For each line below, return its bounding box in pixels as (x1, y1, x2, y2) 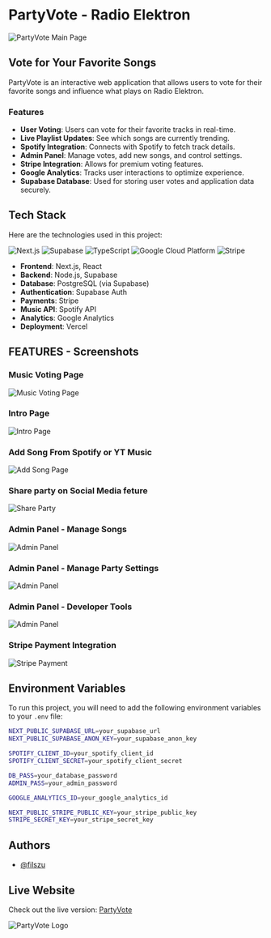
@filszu (19, 860, 46, 870)
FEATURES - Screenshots (8, 345, 139, 359)
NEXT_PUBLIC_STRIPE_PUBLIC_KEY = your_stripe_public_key (8, 808, 197, 816)
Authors (8, 838, 51, 852)
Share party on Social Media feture (8, 485, 148, 497)
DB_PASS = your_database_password (8, 771, 117, 779)
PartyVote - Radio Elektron (8, 6, 191, 24)
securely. (19, 185, 51, 195)
